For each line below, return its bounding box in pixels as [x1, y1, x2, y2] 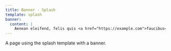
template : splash [5, 12, 42, 17]
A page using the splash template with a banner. [5, 40, 106, 46]
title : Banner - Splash [5, 7, 56, 13]
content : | [10, 21, 33, 27]
